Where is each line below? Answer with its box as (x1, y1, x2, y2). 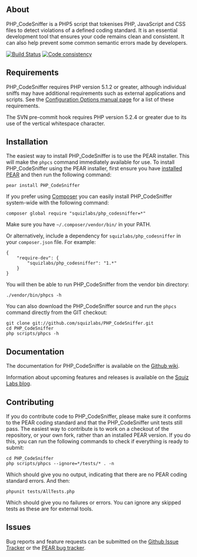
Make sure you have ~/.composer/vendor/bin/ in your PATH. (6, 221, 152, 228)
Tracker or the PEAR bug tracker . (6, 544, 86, 551)
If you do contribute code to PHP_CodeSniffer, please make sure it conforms (6, 413, 191, 420)
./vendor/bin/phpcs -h (6, 292, 62, 298)
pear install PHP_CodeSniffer (6, 183, 81, 189)
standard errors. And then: (6, 477, 71, 485)
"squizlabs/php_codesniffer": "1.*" (27, 261, 117, 266)
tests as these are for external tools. (6, 505, 94, 512)
